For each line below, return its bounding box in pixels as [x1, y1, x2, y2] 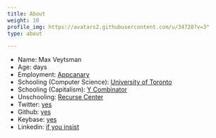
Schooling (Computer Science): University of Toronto [17, 78, 172, 87]
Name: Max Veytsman [17, 56, 82, 64]
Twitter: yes [17, 100, 52, 109]
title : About [7, 10, 46, 18]
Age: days [17, 63, 47, 71]
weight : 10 [7, 17, 40, 24]
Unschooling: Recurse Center [17, 93, 104, 101]
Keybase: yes [17, 115, 57, 124]
